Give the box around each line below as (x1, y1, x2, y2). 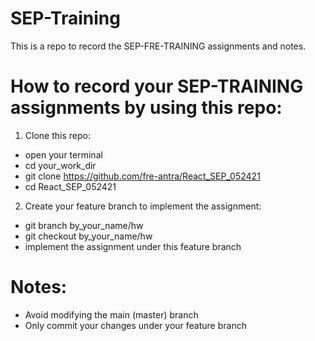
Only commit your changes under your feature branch (24, 319, 247, 331)
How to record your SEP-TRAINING (10, 75, 304, 98)
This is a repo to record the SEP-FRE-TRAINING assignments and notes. (10, 40, 307, 52)
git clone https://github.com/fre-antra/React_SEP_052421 (24, 170, 261, 182)
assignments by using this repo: (10, 97, 283, 119)
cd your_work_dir (24, 159, 97, 171)
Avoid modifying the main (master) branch (24, 308, 199, 321)
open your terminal (24, 148, 103, 161)
